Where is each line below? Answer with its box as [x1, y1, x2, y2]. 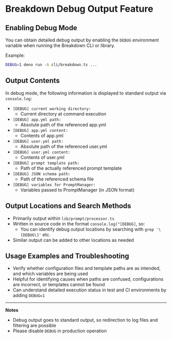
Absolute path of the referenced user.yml [20, 143, 107, 149]
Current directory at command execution [20, 110, 106, 117]
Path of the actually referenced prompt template [20, 165, 122, 171]
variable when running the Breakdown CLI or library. [5, 42, 115, 49]
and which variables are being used [12, 270, 88, 277]
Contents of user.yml [20, 154, 65, 160]
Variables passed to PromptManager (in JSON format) [20, 187, 135, 193]
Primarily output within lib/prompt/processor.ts [12, 215, 115, 221]
